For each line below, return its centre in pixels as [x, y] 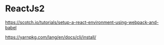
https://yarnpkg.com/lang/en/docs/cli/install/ [51, 37]
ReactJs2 [25, 9]
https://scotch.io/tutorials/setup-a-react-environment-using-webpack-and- [82, 22]
